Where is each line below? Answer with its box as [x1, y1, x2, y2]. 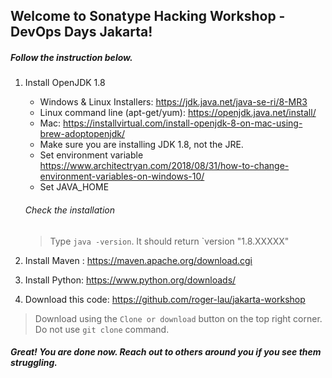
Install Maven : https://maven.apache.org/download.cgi [24, 254, 253, 266]
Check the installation [24, 204, 116, 216]
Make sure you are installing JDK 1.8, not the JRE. [39, 139, 244, 151]
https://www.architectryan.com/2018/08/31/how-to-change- [39, 160, 290, 172]
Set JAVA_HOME [39, 181, 110, 193]
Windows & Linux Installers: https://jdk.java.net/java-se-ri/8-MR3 [39, 96, 308, 108]
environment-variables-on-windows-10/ [39, 170, 205, 183]
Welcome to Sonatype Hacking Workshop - [10, 8, 286, 25]
